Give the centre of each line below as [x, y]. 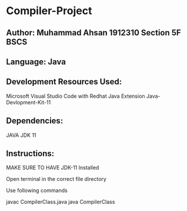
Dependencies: [35, 121]
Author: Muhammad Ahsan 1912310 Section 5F [93, 33]
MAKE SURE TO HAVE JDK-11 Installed [53, 168]
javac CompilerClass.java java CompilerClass [61, 202]
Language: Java [36, 62]
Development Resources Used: [64, 82]
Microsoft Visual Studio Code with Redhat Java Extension [76, 96]
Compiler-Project [49, 11]
